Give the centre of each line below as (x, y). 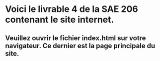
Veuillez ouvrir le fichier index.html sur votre (76, 38)
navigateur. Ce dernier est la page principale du (80, 46)
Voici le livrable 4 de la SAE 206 (72, 9)
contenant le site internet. (60, 20)
